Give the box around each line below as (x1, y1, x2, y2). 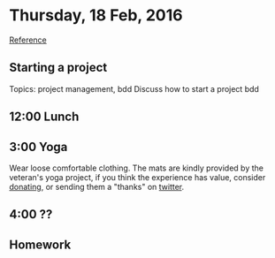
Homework (9, 237, 72, 252)
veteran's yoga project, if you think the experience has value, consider (9, 171, 266, 182)
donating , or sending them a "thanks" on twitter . (9, 181, 185, 192)
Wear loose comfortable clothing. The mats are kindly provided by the (9, 163, 264, 173)
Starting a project (9, 60, 108, 75)
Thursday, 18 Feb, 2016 (9, 5, 183, 26)
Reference (9, 34, 47, 45)
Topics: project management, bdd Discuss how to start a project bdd (9, 83, 259, 94)
